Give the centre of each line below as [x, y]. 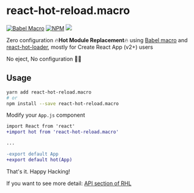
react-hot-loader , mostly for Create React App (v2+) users [80, 47]
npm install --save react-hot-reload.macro [63, 104]
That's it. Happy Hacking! [38, 171]
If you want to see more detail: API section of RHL [69, 183]
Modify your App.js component [46, 115]
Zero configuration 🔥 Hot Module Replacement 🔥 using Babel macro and [97, 40]
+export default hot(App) [39, 159]
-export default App [33, 154]
